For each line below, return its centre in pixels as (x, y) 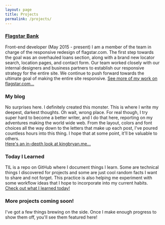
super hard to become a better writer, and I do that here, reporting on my (79, 117)
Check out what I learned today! (38, 188)
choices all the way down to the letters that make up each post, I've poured (82, 128)
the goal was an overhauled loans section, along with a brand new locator (80, 57)
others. (12, 138)
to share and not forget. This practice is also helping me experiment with (79, 178)
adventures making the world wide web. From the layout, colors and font (79, 123)
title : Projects (22, 14)
